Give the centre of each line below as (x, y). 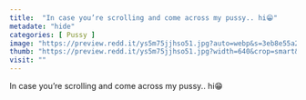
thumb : (22, 52)
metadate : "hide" (42, 26)
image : (22, 43)
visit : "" (28, 60)
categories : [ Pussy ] (52, 35)
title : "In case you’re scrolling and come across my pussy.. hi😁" (143, 18)
